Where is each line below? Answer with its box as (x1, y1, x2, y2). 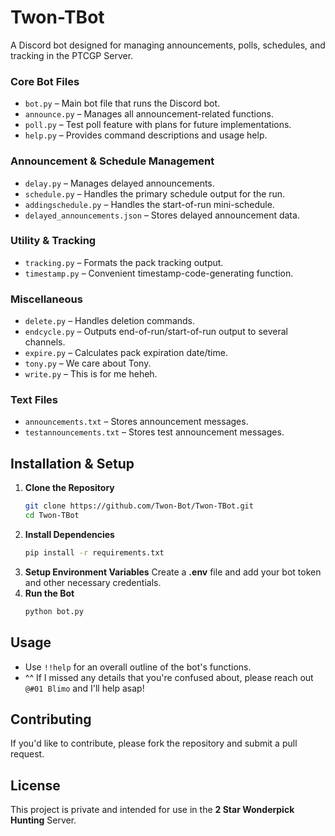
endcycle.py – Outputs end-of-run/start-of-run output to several (24, 326, 289, 338)
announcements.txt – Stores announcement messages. (24, 416, 249, 428)
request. (10, 748, 45, 760)
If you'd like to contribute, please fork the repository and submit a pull (10, 737, 298, 750)
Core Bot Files (10, 74, 80, 88)
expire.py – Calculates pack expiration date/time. (24, 347, 228, 359)
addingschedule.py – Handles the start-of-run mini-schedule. (24, 198, 275, 210)
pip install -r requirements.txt (24, 547, 165, 558)
